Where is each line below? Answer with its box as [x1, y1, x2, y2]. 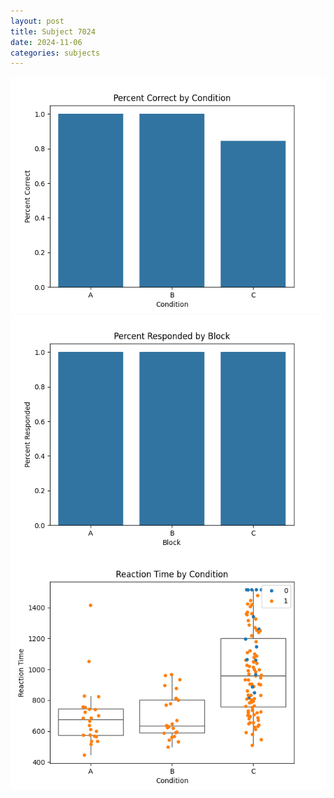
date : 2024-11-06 [10, 37, 83, 47]
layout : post [10, 16, 65, 26]
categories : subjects [10, 48, 101, 58]
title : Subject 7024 [10, 26, 97, 37]
